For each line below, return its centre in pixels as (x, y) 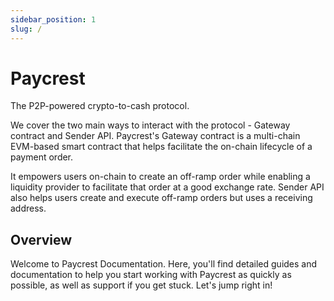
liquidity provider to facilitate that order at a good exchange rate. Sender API (167, 187)
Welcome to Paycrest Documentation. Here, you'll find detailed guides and (164, 264)
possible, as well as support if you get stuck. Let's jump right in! (141, 285)
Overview (41, 239)
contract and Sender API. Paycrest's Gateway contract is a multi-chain (155, 136)
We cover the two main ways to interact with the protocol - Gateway (150, 125)
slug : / (26, 29)
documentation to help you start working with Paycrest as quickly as (151, 275)
